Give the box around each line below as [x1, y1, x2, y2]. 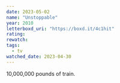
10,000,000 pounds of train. [6, 70, 75, 77]
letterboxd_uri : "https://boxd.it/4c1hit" [6, 25, 115, 32]
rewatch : [6, 37, 28, 43]
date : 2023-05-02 [6, 8, 50, 15]
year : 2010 [6, 20, 34, 26]
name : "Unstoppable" [6, 14, 58, 20]
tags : [6, 43, 20, 49]
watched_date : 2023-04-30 [6, 54, 71, 60]
